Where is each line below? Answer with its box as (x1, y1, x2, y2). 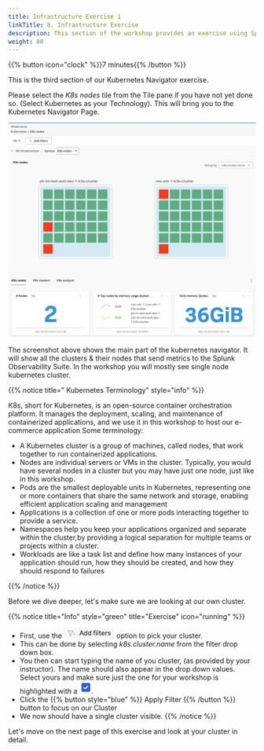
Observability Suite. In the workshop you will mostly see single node (8, 361, 229, 371)
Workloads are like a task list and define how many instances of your (19, 549, 242, 559)
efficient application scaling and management (19, 499, 167, 508)
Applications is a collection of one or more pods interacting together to (19, 507, 249, 517)
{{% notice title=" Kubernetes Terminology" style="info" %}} (8, 385, 204, 394)
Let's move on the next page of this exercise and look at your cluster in (8, 727, 238, 736)
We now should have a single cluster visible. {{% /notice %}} (19, 711, 217, 720)
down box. (19, 647, 54, 657)
